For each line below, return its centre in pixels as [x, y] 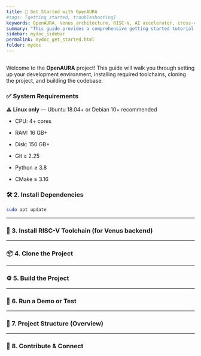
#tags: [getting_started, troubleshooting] [61, 17]
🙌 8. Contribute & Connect [45, 346]
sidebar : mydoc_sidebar [36, 34]
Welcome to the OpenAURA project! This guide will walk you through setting [100, 68]
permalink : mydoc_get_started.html [51, 40]
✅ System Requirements [42, 96]
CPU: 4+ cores [33, 121]
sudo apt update [26, 209]
